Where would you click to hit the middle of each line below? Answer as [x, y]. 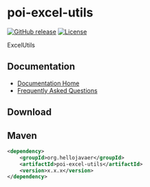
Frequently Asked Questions [57, 90]
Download [29, 112]
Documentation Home [48, 83]
